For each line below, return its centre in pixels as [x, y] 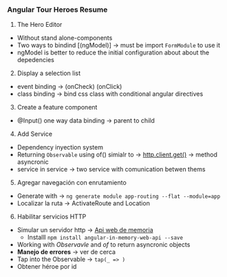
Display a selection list [49, 73]
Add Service [35, 134]
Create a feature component [57, 107]
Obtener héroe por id [47, 267]
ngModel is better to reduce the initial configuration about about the [113, 52]
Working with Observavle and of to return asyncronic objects [104, 245]
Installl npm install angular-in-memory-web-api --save [105, 237]
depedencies [36, 60]
